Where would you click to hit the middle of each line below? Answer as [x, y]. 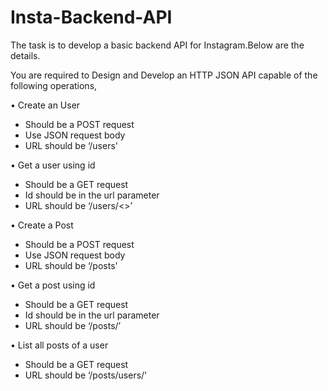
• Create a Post [42, 225]
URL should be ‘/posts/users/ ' [86, 375]
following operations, [54, 85]
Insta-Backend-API [91, 17]
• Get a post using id [53, 285]
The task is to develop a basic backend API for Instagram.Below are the [157, 45]
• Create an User [45, 105]
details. [25, 55]
